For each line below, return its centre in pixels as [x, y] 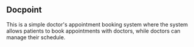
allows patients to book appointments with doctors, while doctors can [93, 31]
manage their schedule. [36, 37]
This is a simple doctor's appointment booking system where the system [97, 24]
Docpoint [24, 10]
